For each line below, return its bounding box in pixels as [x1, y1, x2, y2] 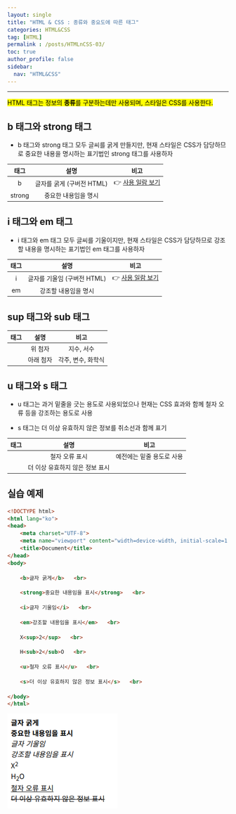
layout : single [7, 11, 52, 18]
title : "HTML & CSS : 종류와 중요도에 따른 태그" [7, 18, 139, 26]
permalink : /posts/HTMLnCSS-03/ [7, 41, 105, 49]
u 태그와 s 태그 [7, 380, 68, 392]
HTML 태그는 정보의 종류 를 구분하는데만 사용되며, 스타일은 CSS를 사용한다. [7, 98, 214, 107]
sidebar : [7, 63, 33, 70]
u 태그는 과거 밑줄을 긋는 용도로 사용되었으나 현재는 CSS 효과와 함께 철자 [17, 400, 218, 408]
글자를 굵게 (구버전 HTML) [34, 179, 108, 188]
